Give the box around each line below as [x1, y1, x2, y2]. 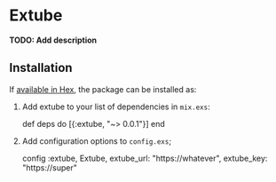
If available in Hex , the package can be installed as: [9, 83, 197, 94]
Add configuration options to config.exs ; [21, 135, 171, 146]
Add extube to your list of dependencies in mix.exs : [21, 101, 210, 112]
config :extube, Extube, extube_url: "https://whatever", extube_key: [21, 153, 268, 163]
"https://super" [21, 162, 78, 173]
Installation [9, 60, 73, 75]
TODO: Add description [9, 35, 98, 45]
